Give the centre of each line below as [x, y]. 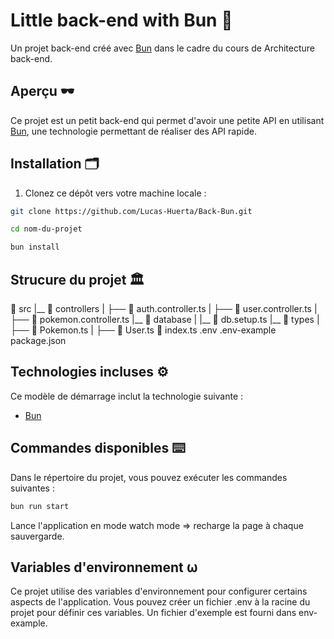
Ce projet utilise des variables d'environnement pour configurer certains [159, 591]
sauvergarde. [37, 536]
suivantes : [32, 488]
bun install [35, 247]
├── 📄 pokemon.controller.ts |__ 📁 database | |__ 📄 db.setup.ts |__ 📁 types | [165, 319]
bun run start [40, 506]
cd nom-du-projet [46, 229]
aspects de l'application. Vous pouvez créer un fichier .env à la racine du [160, 602]
